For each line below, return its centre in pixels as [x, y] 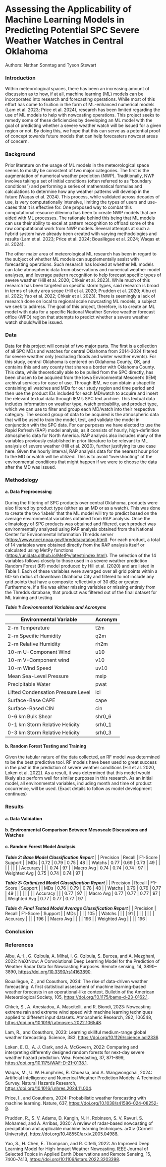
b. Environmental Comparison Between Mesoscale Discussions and [76, 830]
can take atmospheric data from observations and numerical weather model [83, 269]
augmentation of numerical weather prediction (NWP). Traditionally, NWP [80, 176]
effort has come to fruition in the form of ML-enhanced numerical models [80, 105]
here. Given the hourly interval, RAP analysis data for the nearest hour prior [82, 451]
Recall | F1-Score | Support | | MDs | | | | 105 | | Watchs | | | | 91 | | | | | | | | [80, 914]
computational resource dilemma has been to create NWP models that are [81, 212]
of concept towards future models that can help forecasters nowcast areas [82, 136]
